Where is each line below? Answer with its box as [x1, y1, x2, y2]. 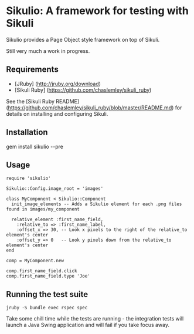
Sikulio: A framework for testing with [6, 4, 189, 18]
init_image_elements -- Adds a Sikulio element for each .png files [11, 201, 182, 207]
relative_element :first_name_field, [11, 216, 104, 223]
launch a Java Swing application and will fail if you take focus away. [6, 322, 170, 329]
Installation [6, 128, 48, 138]
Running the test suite [6, 289, 89, 299]
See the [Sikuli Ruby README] [6, 98, 80, 105]
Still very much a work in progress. [6, 47, 90, 54]
